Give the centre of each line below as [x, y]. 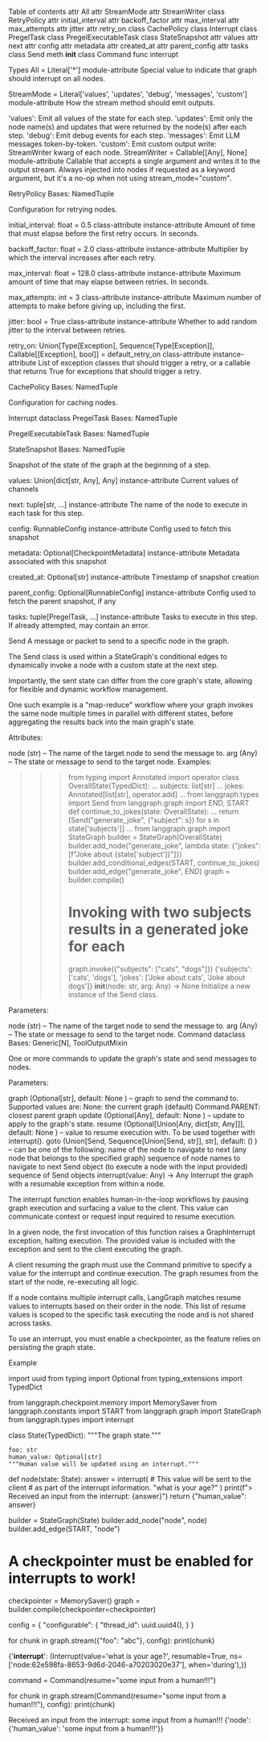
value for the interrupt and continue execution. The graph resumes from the [133, 1273]
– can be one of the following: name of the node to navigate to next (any [128, 1149]
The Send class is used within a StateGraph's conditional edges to [118, 656]
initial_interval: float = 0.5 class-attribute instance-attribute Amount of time [132, 225]
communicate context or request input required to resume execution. [122, 1216]
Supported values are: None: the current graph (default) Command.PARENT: [134, 1107]
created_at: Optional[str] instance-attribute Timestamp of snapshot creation [134, 577]
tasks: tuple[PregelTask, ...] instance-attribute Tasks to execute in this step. [133, 617]
